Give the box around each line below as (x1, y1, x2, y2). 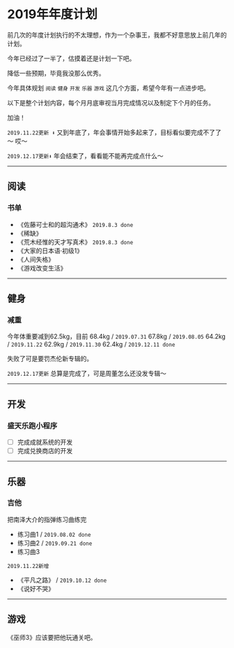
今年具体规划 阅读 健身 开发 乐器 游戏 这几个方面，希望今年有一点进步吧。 (7, 84, 210, 92)
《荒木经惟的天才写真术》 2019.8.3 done (17, 237, 134, 246)
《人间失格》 (17, 255, 54, 263)
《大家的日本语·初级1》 (17, 246, 84, 255)
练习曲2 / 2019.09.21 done (17, 539, 93, 547)
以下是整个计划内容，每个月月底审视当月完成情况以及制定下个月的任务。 (7, 98, 214, 106)
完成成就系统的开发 (17, 438, 73, 446)
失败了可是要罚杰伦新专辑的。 (7, 354, 93, 363)
